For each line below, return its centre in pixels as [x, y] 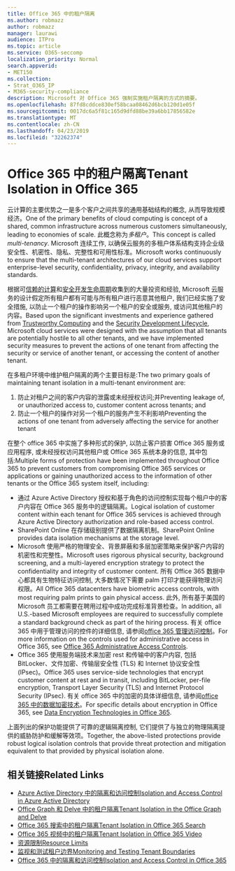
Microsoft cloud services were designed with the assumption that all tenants [117, 331]
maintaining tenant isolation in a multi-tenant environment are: [97, 383]
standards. [23, 275]
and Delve [32, 817]
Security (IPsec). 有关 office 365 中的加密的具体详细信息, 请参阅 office [118, 696]
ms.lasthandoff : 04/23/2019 [48, 131]
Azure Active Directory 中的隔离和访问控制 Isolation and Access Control [120, 793]
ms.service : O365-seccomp [45, 53]
